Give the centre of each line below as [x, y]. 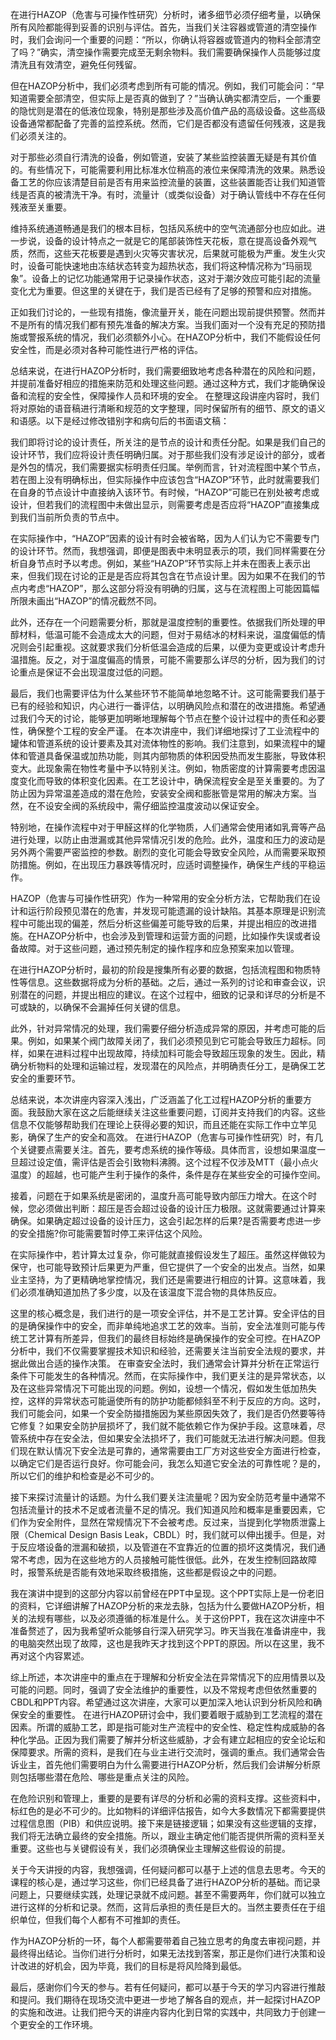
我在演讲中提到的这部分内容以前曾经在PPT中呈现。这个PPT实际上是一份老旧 [167, 1593]
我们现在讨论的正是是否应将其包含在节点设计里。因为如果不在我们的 [176, 576]
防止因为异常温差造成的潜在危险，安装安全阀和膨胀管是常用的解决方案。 [159, 793]
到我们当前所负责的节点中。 [67, 517]
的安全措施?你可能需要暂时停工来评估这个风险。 [109, 1233]
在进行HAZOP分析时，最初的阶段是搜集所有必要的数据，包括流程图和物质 [161, 969]
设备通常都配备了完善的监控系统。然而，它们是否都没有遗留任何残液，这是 [163, 123]
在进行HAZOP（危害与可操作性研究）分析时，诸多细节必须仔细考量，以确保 [166, 14]
